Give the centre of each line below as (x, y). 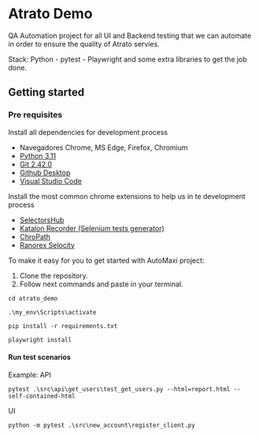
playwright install (40, 340)
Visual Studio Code (51, 181)
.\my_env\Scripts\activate (52, 312)
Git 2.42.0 (36, 164)
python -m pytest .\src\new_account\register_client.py (102, 425)
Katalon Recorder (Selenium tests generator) (92, 228)
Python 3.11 (38, 155)
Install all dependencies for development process (88, 132)
